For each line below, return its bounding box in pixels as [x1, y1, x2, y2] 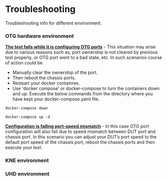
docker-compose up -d [5, 114, 50, 119]
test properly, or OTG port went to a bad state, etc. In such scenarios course [5, 54, 162, 60]
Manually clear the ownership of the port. [12, 69, 98, 75]
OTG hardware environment [5, 32, 74, 39]
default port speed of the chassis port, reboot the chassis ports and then [5, 139, 155, 145]
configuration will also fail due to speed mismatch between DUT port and [5, 128, 156, 134]
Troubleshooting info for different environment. [5, 20, 102, 26]
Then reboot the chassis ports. [12, 75, 76, 81]
